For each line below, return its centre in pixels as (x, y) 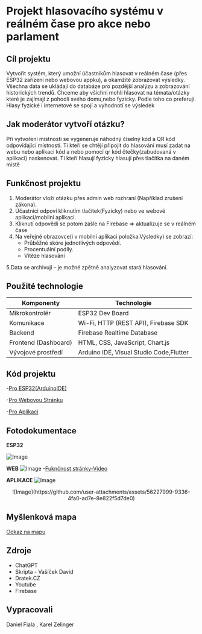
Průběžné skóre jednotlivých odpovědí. (73, 243)
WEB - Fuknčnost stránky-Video (57, 469)
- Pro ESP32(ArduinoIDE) (37, 388)
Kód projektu (31, 374)
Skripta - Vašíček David (44, 571)
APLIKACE (20, 480)
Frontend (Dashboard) (41, 343)
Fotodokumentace (41, 431)
